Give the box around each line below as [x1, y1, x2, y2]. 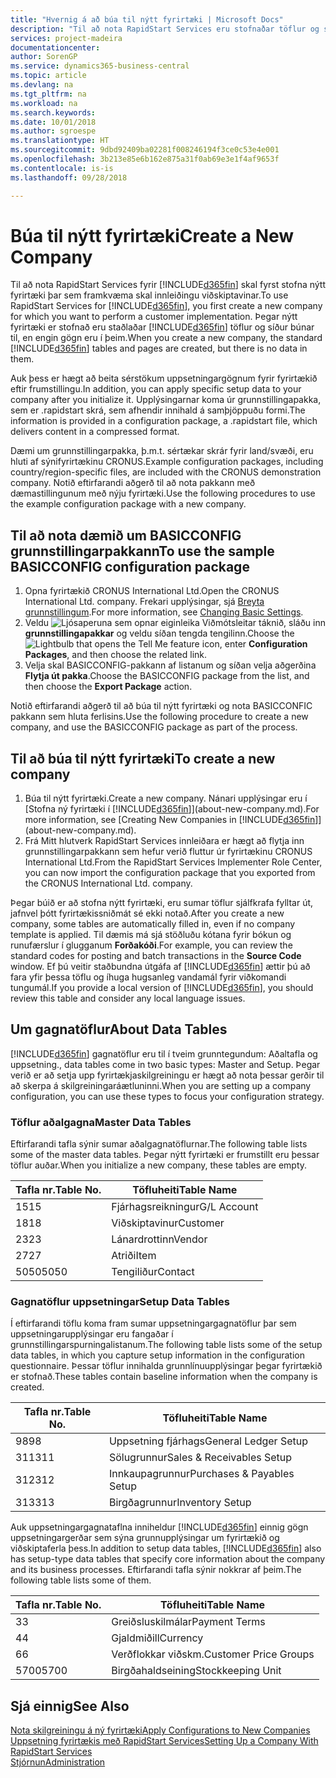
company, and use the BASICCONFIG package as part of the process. [10, 721, 298, 733]
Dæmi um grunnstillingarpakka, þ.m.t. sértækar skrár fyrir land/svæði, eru [10, 445, 314, 457]
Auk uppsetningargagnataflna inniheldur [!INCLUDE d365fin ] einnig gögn [10, 1521, 309, 1533]
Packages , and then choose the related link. [24, 649, 208, 661]
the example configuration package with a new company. [10, 498, 247, 510]
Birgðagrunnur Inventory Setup [108, 1496, 252, 1510]
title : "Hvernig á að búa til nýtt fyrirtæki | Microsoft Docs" [10, 14, 284, 25]
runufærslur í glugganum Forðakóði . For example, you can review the [10, 939, 293, 951]
